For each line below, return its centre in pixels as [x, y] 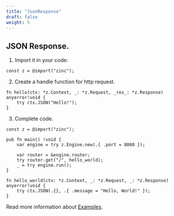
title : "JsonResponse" [34, 11]
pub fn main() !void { [34, 140]
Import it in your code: [41, 60]
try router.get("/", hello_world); [60, 160]
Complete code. [34, 119]
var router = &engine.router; [54, 155]
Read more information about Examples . [54, 207]
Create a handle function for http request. [65, 82]
